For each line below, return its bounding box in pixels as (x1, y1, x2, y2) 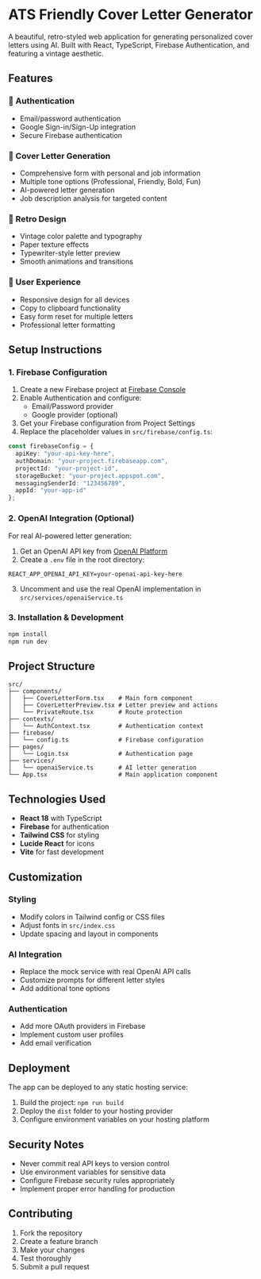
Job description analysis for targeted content (19, 193, 168, 203)
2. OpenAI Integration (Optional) (8, 513, 135, 524)
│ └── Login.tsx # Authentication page (8, 750, 194, 758)
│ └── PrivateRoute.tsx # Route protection (8, 708, 182, 716)
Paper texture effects (19, 240, 90, 249)
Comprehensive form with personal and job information (19, 168, 201, 178)
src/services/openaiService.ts (19, 594, 124, 602)
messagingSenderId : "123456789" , (15, 479, 126, 487)
